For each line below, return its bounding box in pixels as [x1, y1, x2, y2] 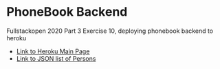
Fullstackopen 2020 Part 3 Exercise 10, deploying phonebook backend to [6, 27, 214, 35]
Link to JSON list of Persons [16, 54, 96, 62]
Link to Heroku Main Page [16, 47, 90, 55]
